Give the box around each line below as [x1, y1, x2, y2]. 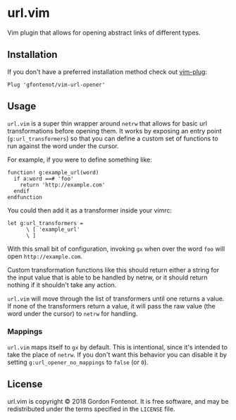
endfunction [7, 193, 42, 200]
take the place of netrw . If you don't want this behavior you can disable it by [7, 350, 228, 359]
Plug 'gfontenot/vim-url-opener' [7, 81, 106, 88]
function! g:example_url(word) [7, 169, 99, 176]
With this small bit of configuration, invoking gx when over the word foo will [7, 244, 225, 253]
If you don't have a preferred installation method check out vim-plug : [7, 67, 208, 76]
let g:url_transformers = [7, 220, 83, 227]
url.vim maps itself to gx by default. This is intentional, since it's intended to [7, 342, 228, 351]
